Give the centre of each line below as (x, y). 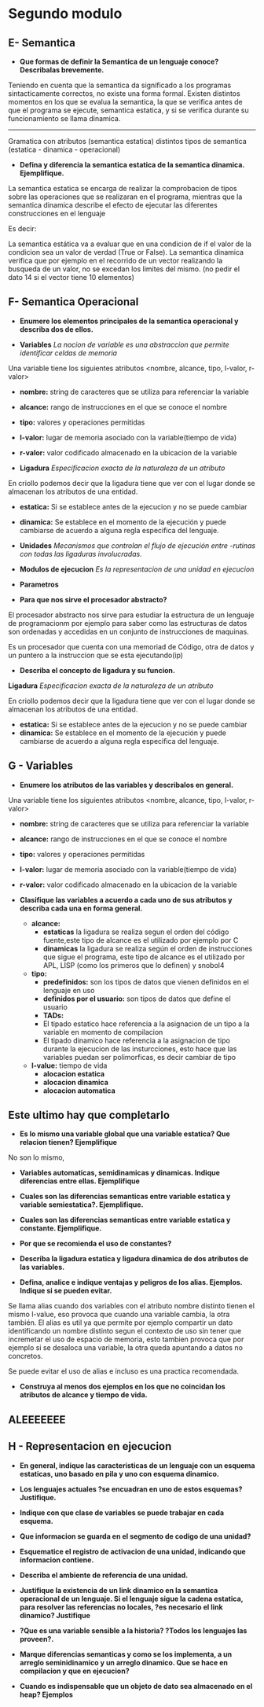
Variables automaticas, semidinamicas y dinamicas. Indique (119, 1173)
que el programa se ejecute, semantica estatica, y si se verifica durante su (128, 110)
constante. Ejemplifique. (60, 1228)
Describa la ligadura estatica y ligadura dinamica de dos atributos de (134, 1259)
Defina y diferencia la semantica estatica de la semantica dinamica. (132, 165)
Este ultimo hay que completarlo (89, 1115)
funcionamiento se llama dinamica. (64, 118)
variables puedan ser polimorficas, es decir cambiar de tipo (139, 1057)
